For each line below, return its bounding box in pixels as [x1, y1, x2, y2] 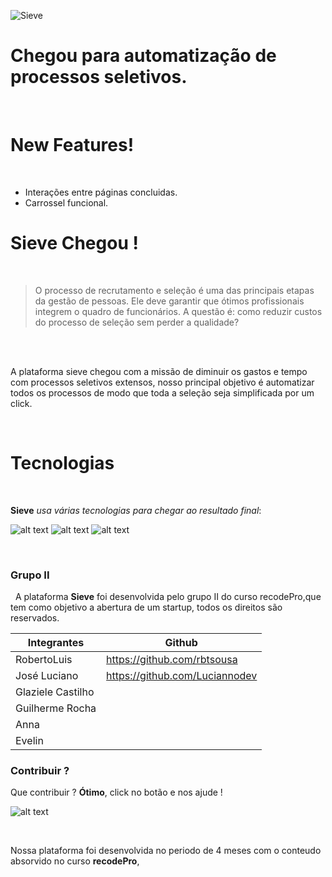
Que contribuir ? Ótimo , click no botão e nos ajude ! [10, 786, 223, 799]
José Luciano [15, 669, 79, 683]
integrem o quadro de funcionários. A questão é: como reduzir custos [34, 305, 323, 317]
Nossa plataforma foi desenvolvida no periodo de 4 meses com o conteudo [10, 845, 322, 857]
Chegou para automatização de [10, 45, 277, 67]
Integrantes [27, 636, 85, 650]
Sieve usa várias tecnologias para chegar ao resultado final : [10, 504, 262, 516]
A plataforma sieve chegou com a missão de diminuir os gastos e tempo [10, 365, 308, 377]
